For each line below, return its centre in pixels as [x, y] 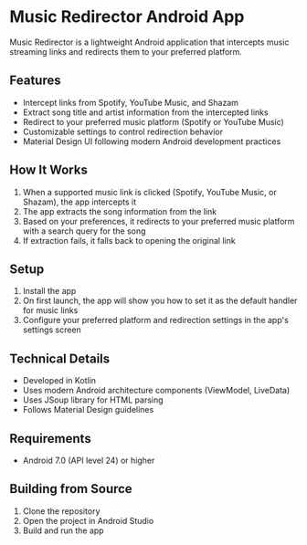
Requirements [50, 439]
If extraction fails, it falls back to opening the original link [129, 240]
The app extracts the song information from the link [120, 211]
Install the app [49, 291]
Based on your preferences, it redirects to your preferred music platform [159, 221]
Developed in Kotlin [59, 381]
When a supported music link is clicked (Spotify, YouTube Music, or [149, 192]
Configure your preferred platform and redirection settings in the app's [156, 320]
